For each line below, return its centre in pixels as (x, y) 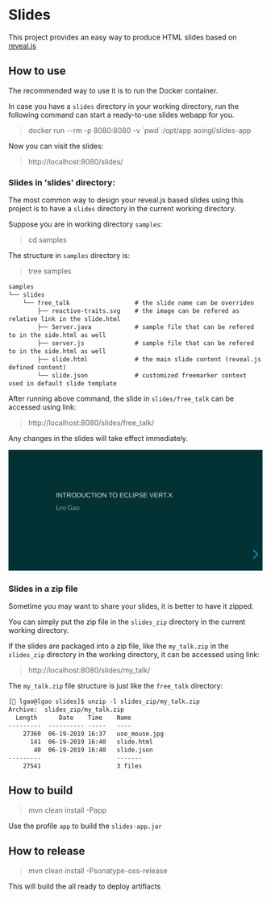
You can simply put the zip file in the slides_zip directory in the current (127, 622)
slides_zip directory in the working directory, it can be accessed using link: (134, 655)
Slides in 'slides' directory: (62, 182)
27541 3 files (83, 766)
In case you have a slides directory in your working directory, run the (124, 106)
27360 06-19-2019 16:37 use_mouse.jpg (93, 734)
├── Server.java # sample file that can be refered (146, 327)
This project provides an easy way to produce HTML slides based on (123, 37)
